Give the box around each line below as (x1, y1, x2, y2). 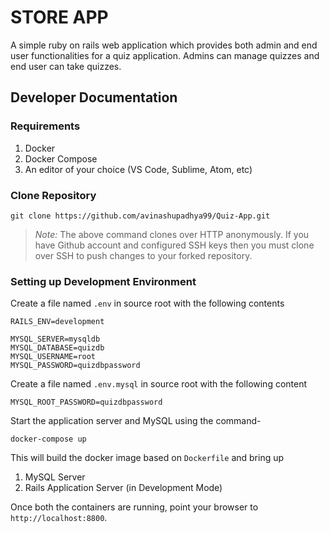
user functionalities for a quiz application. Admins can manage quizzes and (10, 49, 320, 61)
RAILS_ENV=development (10, 317, 105, 327)
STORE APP (10, 6, 109, 29)
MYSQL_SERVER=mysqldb (10, 334, 101, 345)
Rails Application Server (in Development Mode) (24, 482, 223, 494)
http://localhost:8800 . (10, 512, 108, 524)
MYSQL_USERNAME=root (10, 352, 97, 362)
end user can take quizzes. (10, 60, 122, 72)
